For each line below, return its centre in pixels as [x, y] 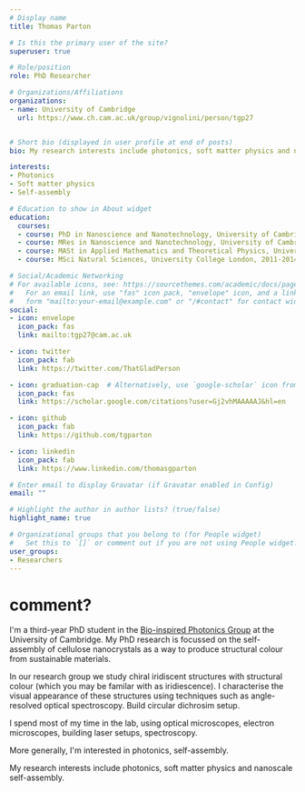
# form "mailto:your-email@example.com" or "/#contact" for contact [146, 301]
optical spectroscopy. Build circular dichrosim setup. [142, 706]
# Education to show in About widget [81, 209]
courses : [34, 226]
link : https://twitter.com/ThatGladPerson [99, 368]
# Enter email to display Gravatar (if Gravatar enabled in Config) [142, 485]
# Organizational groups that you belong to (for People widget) [135, 535]
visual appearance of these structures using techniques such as [129, 696]
